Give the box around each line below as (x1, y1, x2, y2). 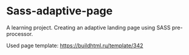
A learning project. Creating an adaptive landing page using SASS (6, 24, 171, 31)
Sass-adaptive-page (6, 4, 113, 18)
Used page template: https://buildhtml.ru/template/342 (6, 42, 143, 49)
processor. (6, 30, 33, 37)
